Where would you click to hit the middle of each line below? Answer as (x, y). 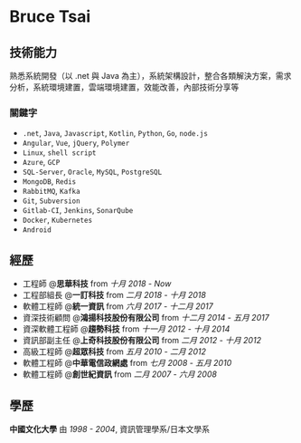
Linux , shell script (59, 152)
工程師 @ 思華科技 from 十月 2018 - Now (97, 284)
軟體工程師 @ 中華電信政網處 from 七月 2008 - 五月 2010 (127, 363)
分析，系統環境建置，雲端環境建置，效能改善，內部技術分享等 (124, 87)
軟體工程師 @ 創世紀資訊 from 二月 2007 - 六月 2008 (119, 374)
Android (37, 230)
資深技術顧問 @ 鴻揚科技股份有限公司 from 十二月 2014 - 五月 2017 (146, 318)
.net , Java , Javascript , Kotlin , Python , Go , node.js (115, 133)
